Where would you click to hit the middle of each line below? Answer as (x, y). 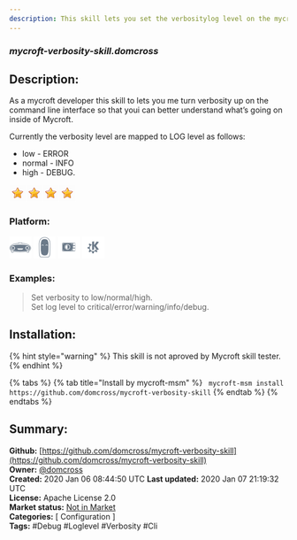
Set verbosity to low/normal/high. (91, 297)
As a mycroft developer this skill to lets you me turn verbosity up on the (139, 101)
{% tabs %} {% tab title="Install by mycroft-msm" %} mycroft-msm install (147, 382)
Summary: (38, 429)
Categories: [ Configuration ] (62, 516)
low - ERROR (45, 154)
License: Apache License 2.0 (63, 498)
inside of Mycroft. (41, 120)
